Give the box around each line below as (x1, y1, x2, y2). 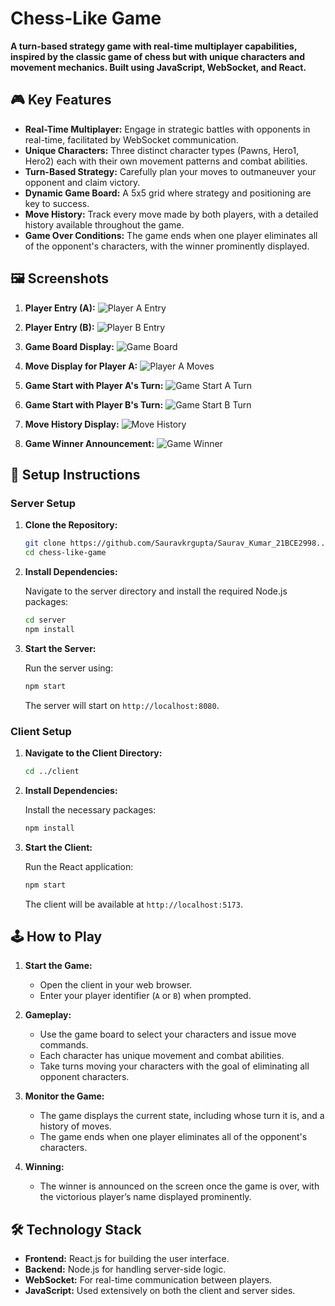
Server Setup (10, 496, 77, 510)
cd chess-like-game (24, 548, 107, 558)
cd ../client (24, 766, 80, 776)
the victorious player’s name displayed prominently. (39, 1191, 252, 1203)
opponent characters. (39, 1071, 130, 1083)
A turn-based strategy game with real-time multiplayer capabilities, (10, 40, 298, 52)
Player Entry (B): (24, 321, 95, 333)
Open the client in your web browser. (39, 979, 193, 991)
